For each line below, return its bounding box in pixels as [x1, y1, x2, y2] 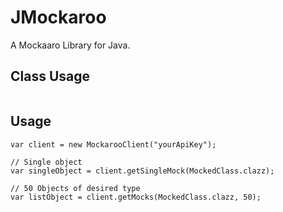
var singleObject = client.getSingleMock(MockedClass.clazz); [10, 166, 275, 176]
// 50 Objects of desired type [10, 183, 141, 193]
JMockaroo [10, 6, 107, 29]
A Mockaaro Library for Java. [10, 39, 131, 51]
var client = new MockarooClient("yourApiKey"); [10, 139, 217, 150]
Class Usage [10, 68, 91, 85]
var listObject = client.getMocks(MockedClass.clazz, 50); [10, 192, 262, 202]
